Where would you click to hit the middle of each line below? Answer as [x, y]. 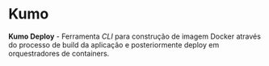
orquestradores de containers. [59, 53]
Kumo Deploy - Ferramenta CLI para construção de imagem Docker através [134, 36]
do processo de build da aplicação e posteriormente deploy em [114, 44]
